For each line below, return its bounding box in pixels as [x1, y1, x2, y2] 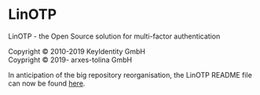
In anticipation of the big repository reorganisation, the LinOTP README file [8, 70, 253, 79]
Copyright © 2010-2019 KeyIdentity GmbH [8, 46, 146, 56]
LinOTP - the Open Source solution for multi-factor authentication [8, 31, 221, 41]
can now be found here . [8, 79, 86, 88]
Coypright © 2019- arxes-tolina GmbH [8, 55, 132, 64]
